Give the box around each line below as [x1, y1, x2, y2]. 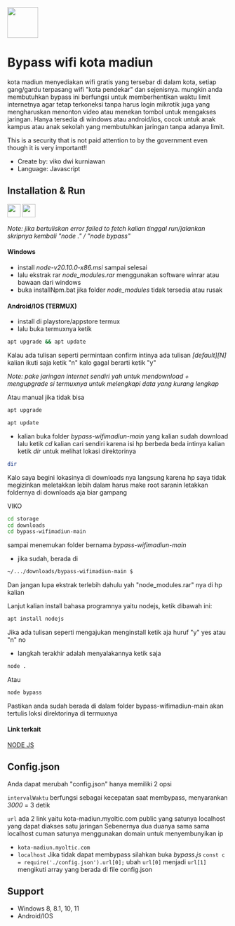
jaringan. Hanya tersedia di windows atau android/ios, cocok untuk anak [7, 115, 216, 123]
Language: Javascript [17, 164, 81, 173]
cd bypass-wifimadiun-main [7, 528, 86, 535]
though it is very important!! [7, 143, 88, 152]
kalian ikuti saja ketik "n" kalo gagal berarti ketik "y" [7, 358, 156, 367]
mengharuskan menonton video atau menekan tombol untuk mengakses [7, 107, 217, 116]
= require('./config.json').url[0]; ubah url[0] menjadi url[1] [17, 857, 207, 866]
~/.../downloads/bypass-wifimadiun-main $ [7, 568, 133, 575]
